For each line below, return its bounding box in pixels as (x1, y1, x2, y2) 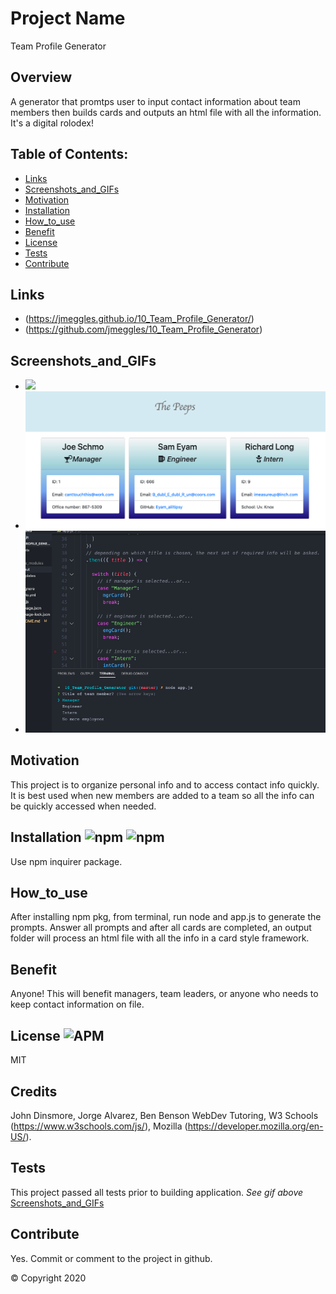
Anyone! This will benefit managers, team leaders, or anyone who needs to (10, 988, 319, 1000)
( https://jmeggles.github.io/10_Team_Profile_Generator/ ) (24, 313, 255, 325)
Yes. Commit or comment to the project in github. (10, 1252, 213, 1264)
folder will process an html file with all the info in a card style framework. (10, 932, 310, 944)
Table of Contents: (10, 146, 129, 163)
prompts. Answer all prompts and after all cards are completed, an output (10, 922, 312, 934)
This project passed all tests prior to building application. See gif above (10, 1186, 304, 1198)
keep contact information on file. (10, 998, 145, 1011)
